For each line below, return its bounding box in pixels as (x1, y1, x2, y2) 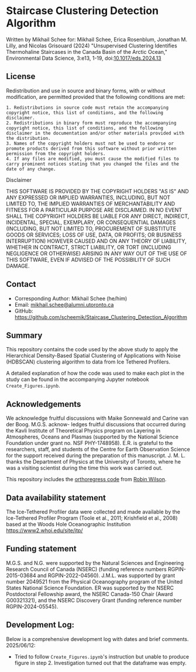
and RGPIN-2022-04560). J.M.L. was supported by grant (37, 572, 176, 579)
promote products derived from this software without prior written (6, 145, 177, 152)
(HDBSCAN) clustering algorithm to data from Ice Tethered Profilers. (6, 358, 171, 365)
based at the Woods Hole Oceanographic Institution (6, 521, 131, 527)
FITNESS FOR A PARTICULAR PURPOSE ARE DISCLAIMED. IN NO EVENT (6, 206, 183, 213)
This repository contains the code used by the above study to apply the (6, 346, 178, 353)
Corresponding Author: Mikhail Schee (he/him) (14, 294, 128, 302)
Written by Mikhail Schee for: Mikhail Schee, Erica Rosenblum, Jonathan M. (6, 36, 188, 43)
